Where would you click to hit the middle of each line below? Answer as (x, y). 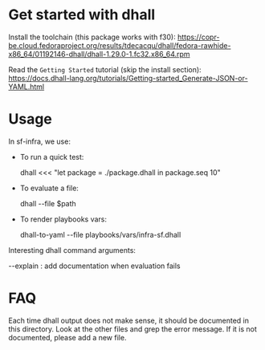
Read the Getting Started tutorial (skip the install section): (105, 69)
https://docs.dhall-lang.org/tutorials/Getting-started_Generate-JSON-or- (128, 78)
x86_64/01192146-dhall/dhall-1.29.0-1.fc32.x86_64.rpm (99, 54)
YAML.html (26, 87)
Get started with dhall (82, 15)
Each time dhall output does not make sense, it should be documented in (128, 320)
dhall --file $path (48, 203)
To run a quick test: (52, 157)
